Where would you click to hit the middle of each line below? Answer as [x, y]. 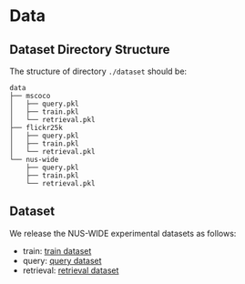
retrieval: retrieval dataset [71, 270]
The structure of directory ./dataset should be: [98, 71]
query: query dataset [62, 260]
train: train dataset [57, 250]
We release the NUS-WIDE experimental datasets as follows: [123, 233]
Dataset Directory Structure [90, 50]
